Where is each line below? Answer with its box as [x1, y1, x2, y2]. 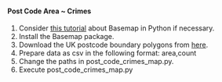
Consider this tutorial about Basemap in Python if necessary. [18, 23, 215, 33]
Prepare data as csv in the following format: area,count [18, 48, 197, 58]
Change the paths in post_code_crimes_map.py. [18, 57, 174, 66]
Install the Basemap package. [18, 32, 115, 41]
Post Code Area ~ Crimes [7, 6, 92, 16]
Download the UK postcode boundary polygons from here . [18, 40, 209, 50]
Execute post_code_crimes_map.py [18, 65, 133, 74]
